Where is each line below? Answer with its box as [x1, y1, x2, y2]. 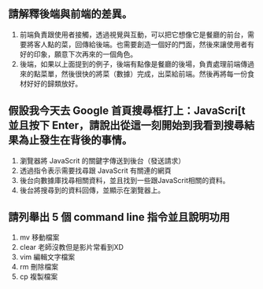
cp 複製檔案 [19, 272, 58, 281]
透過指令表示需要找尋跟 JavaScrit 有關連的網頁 [19, 166, 172, 175]
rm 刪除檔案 [19, 262, 59, 272]
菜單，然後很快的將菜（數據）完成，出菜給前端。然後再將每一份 [40, 69, 248, 79]
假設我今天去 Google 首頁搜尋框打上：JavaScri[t [8, 104, 246, 118]
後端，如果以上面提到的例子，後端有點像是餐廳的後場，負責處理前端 [19, 59, 241, 68]
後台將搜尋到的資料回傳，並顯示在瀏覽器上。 [19, 185, 165, 195]
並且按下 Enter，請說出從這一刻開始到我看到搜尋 [8, 119, 245, 132]
